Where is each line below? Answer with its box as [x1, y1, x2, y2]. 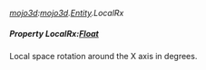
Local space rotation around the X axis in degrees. [9, 50, 198, 61]
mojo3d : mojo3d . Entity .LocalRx [9, 8, 124, 18]
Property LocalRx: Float [9, 28, 100, 39]
